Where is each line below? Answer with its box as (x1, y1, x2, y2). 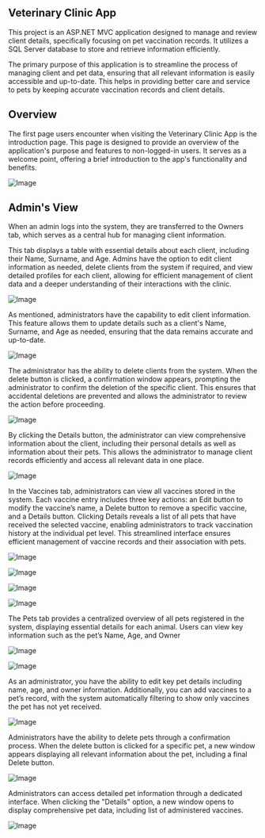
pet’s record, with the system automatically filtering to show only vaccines (8, 694, 250, 703)
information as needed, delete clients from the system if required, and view (8, 262, 253, 272)
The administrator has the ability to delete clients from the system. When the (8, 366, 258, 376)
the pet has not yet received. (8, 702, 102, 712)
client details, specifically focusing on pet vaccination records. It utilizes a (8, 36, 249, 45)
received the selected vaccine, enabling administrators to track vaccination (8, 520, 253, 530)
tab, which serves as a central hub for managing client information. (8, 230, 227, 240)
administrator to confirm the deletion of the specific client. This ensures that (8, 383, 256, 392)
